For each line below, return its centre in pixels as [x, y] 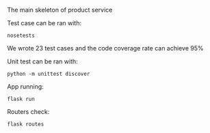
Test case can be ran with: [44, 23]
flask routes [26, 124]
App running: [26, 87]
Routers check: [28, 112]
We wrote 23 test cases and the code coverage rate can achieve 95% [105, 48]
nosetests [21, 35]
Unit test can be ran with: [43, 61]
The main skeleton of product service [60, 10]
